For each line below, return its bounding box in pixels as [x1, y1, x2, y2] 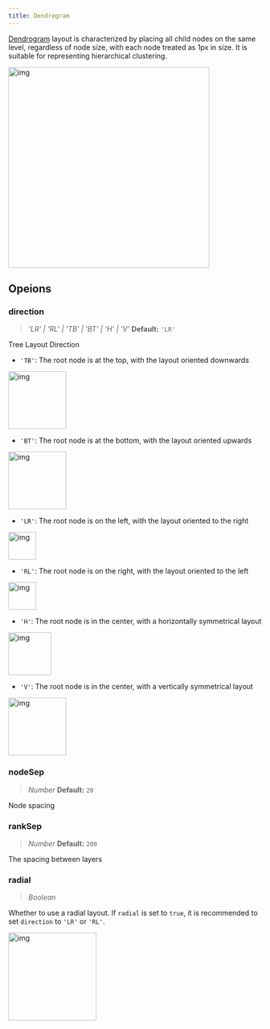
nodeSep [8, 766, 45, 778]
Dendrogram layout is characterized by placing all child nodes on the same [8, 34, 256, 43]
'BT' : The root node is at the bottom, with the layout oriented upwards [19, 435, 252, 446]
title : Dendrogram [8, 11, 70, 20]
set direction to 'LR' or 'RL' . [8, 917, 106, 926]
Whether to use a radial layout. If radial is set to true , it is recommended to [8, 909, 259, 918]
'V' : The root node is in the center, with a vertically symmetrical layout [19, 682, 253, 692]
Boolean [27, 892, 56, 902]
